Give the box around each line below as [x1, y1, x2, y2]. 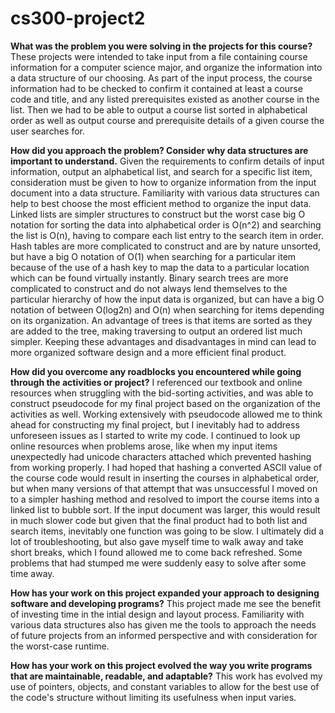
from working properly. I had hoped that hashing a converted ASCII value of [10, 461, 323, 473]
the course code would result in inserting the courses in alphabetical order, [10, 472, 320, 484]
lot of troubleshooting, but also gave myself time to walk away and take [10, 535, 304, 547]
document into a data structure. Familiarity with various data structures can [10, 187, 320, 199]
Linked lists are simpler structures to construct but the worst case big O [10, 208, 306, 220]
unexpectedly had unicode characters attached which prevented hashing [10, 450, 312, 462]
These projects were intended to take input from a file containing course [10, 50, 308, 62]
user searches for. [10, 125, 85, 137]
